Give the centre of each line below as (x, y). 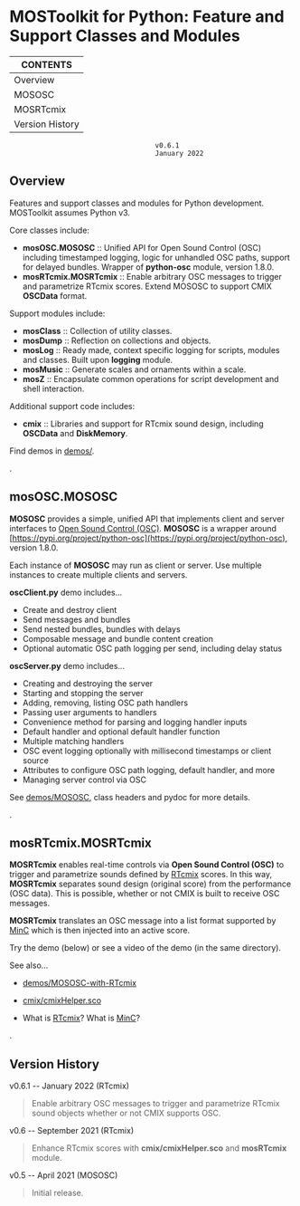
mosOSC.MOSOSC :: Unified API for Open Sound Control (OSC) (142, 247)
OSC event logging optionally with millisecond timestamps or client (147, 751)
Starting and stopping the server (83, 693)
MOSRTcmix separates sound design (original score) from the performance (150, 884)
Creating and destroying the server (88, 683)
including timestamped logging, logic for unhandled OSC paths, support (156, 257)
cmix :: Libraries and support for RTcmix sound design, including (143, 424)
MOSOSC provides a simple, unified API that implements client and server (147, 519)
